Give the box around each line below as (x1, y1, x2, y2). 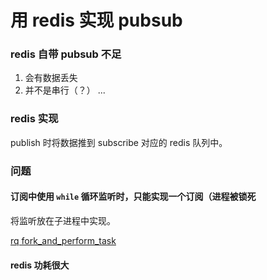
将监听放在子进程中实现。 (10, 214, 116, 226)
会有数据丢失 (24, 72, 78, 84)
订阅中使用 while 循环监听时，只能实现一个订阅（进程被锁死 (10, 191, 257, 203)
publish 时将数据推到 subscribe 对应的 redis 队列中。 (10, 136, 228, 148)
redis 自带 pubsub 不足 (10, 47, 122, 61)
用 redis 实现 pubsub (10, 9, 183, 32)
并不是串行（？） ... (24, 84, 106, 96)
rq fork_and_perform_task (10, 234, 117, 246)
